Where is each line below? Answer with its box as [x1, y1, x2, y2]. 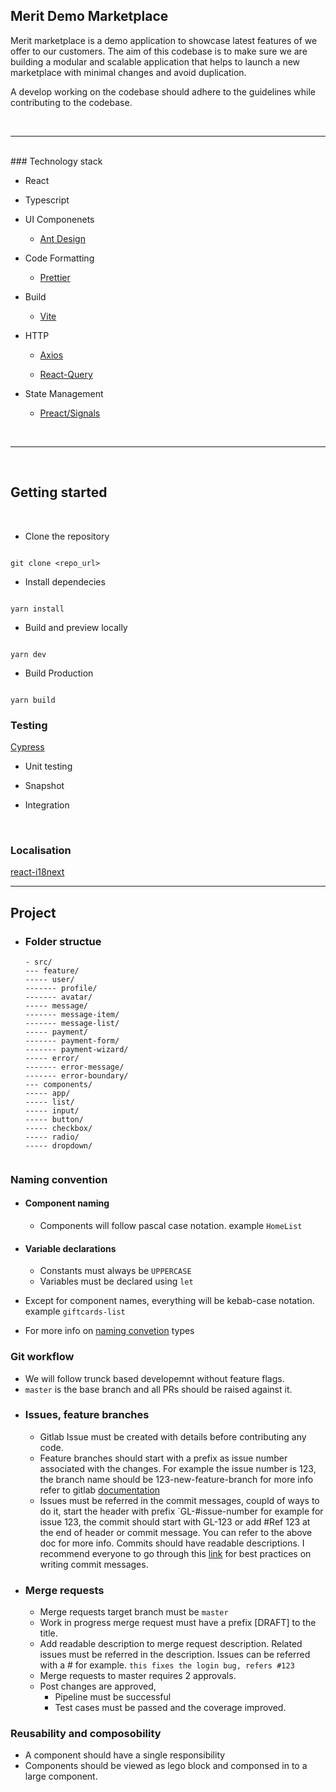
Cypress [10, 740, 45, 753]
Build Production [24, 667, 94, 679]
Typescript [24, 194, 70, 206]
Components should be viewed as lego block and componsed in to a [24, 1760, 308, 1772]
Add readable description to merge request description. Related [39, 1638, 303, 1650]
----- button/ [24, 1114, 84, 1124]
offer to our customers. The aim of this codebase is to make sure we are [10, 45, 308, 57]
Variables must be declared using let [39, 1275, 194, 1288]
